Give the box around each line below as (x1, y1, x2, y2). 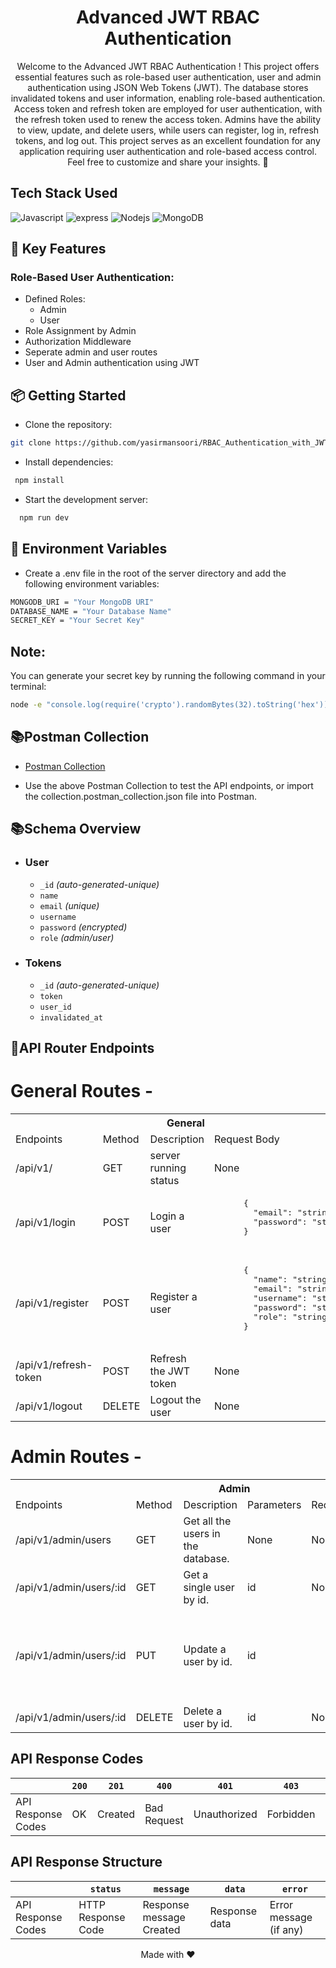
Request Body (213, 1132, 280, 1146)
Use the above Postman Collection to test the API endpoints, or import (24, 779, 314, 791)
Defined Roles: (24, 293, 86, 305)
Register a (149, 1290, 198, 1304)
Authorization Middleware (24, 336, 132, 348)
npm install (14, 476, 65, 486)
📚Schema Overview (10, 821, 142, 838)
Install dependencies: (24, 456, 114, 468)
